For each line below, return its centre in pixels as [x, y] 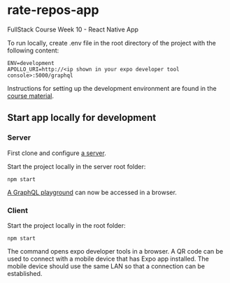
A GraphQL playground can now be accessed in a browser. [92, 192]
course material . [31, 96]
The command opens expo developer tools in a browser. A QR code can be [115, 251]
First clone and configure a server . [57, 153]
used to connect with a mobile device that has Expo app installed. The [108, 259]
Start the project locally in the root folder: [66, 225]
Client [17, 210]
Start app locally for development [82, 118]
